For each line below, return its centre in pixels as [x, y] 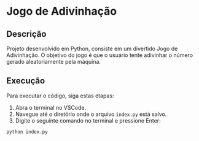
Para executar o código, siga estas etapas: [60, 96]
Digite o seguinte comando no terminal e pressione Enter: [88, 120]
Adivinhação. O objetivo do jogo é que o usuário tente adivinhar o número [100, 55]
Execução [26, 81]
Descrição [26, 34]
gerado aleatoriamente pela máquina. [54, 62]
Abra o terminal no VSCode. [51, 107]
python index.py [27, 132]
